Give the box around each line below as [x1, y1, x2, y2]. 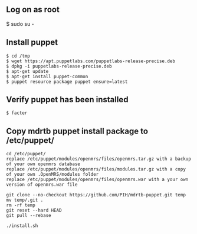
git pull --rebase [6, 213, 51, 219]
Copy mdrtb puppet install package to [6, 126, 149, 136]
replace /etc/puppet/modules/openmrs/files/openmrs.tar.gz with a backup [6, 156, 192, 162]
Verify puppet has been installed [6, 95, 129, 105]
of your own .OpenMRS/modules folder [6, 172, 99, 178]
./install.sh [6, 223, 38, 229]
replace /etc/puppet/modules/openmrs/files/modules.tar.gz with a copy [6, 166, 186, 172]
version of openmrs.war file [6, 182, 78, 188]
